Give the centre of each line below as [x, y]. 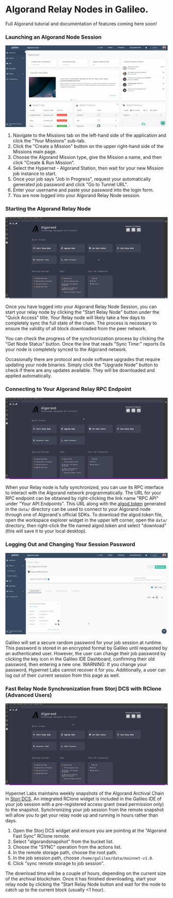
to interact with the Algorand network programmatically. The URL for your [83, 493]
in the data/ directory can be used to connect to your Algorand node [78, 509]
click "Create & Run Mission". [44, 163]
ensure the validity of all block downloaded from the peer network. [76, 329]
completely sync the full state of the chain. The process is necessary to [81, 323]
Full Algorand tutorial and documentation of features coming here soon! [81, 24]
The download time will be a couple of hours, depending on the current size [86, 873]
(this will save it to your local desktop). [46, 531]
